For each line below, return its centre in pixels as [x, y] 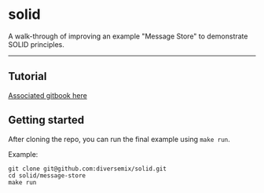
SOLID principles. [36, 44]
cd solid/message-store [47, 175]
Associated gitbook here [48, 95]
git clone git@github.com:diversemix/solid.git [88, 169]
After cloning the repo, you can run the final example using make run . [119, 139]
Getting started [46, 120]
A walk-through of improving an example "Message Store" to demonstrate [128, 36]
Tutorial [27, 76]
